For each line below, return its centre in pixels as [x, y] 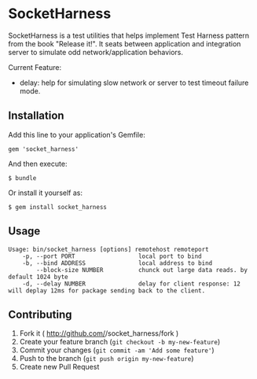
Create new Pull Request [59, 367]
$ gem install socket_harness [58, 207]
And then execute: [38, 164]
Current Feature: [35, 67]
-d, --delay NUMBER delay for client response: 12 [132, 284]
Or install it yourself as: [45, 193]
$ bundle [22, 178]
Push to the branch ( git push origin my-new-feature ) [106, 359]
